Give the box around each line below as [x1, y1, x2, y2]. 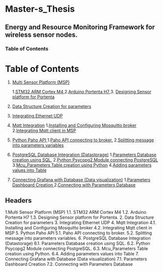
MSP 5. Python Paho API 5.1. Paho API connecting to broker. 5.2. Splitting [5, 230, 152, 236]
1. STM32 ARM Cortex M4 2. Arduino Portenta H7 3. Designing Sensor [12, 89, 152, 95]
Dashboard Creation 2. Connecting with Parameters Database [12, 182, 136, 188]
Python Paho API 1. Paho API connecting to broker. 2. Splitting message [12, 137, 154, 143]
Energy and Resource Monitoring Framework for [5, 23, 155, 31]
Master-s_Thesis [5, 3, 75, 15]
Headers [5, 196, 32, 204]
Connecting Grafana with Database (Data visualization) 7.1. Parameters [5, 256, 147, 262]
